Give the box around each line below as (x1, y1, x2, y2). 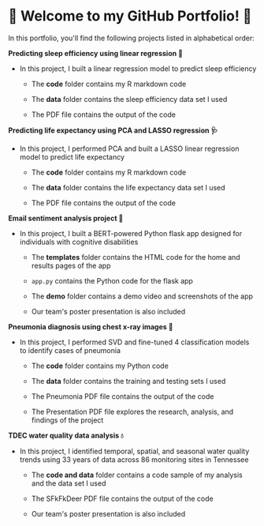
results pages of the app (31, 261, 111, 270)
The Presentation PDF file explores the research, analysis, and (31, 407, 234, 416)
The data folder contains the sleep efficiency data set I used (31, 94, 228, 103)
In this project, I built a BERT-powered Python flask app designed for (19, 228, 243, 238)
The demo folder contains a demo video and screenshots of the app (31, 291, 254, 301)
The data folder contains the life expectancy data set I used (31, 182, 226, 192)
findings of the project (31, 415, 104, 425)
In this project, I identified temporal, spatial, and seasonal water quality (19, 446, 250, 456)
